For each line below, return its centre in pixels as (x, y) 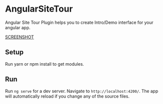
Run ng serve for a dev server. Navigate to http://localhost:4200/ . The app (82, 91)
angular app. (18, 27)
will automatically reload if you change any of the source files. (67, 96)
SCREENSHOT (20, 37)
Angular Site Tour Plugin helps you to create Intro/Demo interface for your (79, 22)
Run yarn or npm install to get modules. (45, 64)
